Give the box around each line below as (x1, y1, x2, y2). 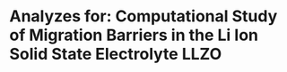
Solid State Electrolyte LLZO (9, 44, 222, 64)
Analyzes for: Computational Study (9, 6, 278, 27)
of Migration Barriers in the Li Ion (9, 25, 258, 45)
